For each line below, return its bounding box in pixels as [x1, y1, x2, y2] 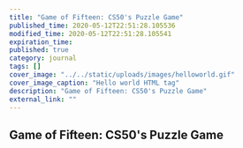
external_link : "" [9, 94, 77, 104]
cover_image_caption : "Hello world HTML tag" [9, 78, 179, 87]
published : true [9, 46, 69, 55]
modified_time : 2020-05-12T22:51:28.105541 [9, 29, 172, 38]
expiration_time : [9, 37, 73, 47]
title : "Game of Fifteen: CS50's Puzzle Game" [9, 12, 184, 22]
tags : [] [9, 63, 42, 71]
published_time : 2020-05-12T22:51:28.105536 [9, 21, 176, 30]
